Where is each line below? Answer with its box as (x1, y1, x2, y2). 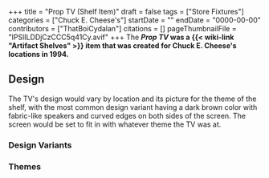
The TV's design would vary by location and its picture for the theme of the (8, 94, 257, 103)
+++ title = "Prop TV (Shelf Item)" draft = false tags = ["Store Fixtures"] (8, 7, 245, 16)
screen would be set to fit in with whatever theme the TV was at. (8, 119, 222, 129)
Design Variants (8, 140, 72, 151)
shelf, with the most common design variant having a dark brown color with (8, 102, 258, 111)
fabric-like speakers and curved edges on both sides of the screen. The (8, 111, 247, 120)
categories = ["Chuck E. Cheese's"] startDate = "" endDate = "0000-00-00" (8, 15, 261, 25)
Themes (8, 160, 42, 172)
